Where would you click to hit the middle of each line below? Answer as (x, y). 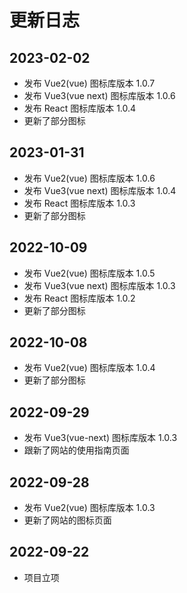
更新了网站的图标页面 (67, 520)
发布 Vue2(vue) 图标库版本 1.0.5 (89, 273)
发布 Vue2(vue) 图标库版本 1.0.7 (89, 83)
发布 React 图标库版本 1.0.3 (79, 203)
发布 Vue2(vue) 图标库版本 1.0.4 (89, 368)
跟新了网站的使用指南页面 (76, 450)
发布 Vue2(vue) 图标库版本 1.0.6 (89, 178)
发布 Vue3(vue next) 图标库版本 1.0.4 (100, 190)
